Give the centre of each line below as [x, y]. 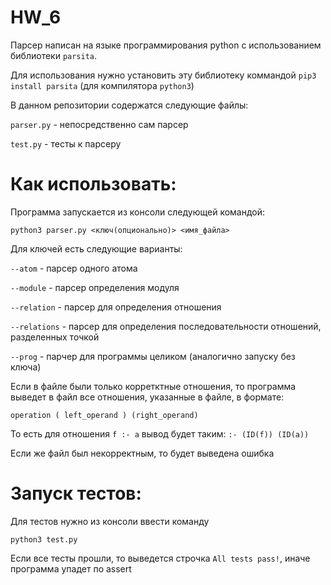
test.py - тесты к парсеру [66, 143]
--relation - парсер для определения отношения [116, 307]
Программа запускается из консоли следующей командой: [138, 212]
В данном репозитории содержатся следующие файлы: [129, 105]
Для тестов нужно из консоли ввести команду [110, 521]
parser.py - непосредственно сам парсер [99, 124]
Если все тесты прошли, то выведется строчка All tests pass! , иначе [160, 558]
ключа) [26, 367]
